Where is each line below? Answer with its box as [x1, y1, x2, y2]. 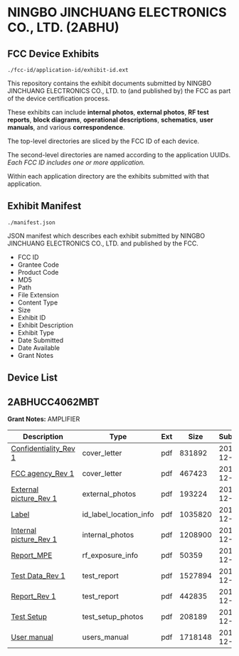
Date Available [17, 343, 60, 352]
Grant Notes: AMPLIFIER [7, 415, 80, 423]
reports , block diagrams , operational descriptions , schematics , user [7, 115, 213, 124]
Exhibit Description [17, 321, 73, 329]
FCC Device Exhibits [7, 48, 100, 60]
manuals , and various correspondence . [7, 123, 125, 132]
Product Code [17, 268, 59, 276]
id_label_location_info [82, 509, 154, 519]
